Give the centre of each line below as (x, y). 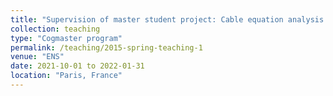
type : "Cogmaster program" (66, 38)
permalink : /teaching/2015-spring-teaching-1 (106, 47)
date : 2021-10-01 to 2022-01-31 (77, 66)
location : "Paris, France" (66, 76)
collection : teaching (55, 29)
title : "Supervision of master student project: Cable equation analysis (167, 19)
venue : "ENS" (37, 57)
